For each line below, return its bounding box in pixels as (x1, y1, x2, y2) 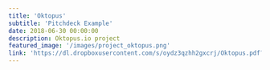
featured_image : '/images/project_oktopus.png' (8, 42, 171, 50)
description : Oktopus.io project (8, 34, 121, 43)
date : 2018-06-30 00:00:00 (8, 27, 99, 35)
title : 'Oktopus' (8, 11, 67, 20)
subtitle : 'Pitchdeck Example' (8, 19, 113, 27)
